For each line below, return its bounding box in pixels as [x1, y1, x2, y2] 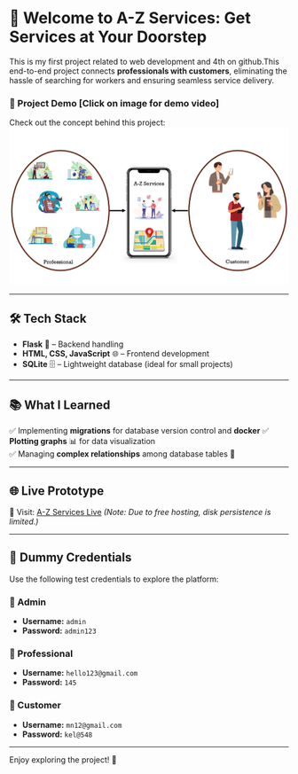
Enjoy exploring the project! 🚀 [9, 754, 117, 765]
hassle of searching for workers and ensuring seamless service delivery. [9, 74, 275, 85]
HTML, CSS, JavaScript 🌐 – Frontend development [21, 348, 210, 359]
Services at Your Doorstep [9, 27, 207, 47]
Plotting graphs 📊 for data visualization [9, 436, 156, 447]
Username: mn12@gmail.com [21, 719, 122, 730]
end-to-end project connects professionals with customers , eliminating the [9, 66, 288, 76]
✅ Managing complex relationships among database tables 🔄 [9, 449, 236, 459]
